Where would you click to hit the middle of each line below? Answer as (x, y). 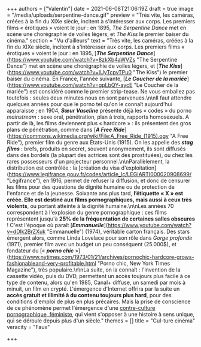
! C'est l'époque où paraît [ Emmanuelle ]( (57, 225)
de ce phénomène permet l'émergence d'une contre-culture (81, 308)
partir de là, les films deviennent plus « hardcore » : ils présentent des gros (99, 123)
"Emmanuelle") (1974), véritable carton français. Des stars (118, 231)
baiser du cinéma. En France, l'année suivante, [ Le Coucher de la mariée (97, 79)
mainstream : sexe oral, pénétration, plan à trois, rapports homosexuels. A (98, 117)
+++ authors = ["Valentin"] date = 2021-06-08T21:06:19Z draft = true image (100, 9)
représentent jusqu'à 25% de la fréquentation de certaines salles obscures (101, 219)
